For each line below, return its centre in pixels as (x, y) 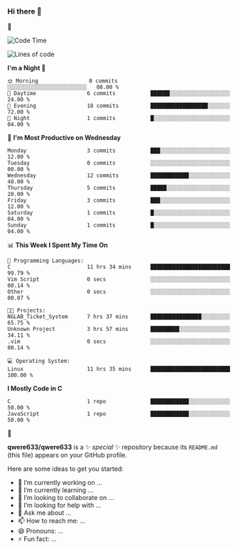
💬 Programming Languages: (45, 261)
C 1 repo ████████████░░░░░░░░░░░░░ (119, 402)
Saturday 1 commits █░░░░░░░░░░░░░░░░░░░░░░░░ (119, 213)
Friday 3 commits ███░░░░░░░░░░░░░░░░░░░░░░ (119, 201)
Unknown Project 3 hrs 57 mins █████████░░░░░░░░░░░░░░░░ (119, 330)
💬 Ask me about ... (44, 513)
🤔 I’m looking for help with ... (59, 505)
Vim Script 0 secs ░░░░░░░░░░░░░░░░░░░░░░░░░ (119, 280)
